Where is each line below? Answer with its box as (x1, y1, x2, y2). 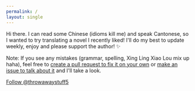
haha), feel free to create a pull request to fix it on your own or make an (6, 60, 178, 68)
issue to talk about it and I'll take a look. (6, 67, 101, 74)
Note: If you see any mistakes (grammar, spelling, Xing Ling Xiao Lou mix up (6, 54, 190, 62)
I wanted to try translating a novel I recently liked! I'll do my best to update (6, 36, 184, 43)
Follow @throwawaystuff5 (6, 78, 69, 85)
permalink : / (6, 8, 38, 15)
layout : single (6, 14, 43, 20)
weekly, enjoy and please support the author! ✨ (6, 42, 121, 50)
